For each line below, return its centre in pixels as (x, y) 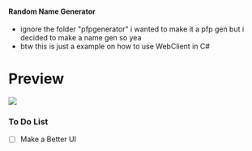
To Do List (28, 122)
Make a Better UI (48, 139)
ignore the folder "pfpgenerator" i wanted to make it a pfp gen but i (132, 29)
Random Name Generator (52, 11)
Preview (36, 79)
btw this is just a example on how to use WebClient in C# (115, 46)
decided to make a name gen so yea (81, 38)
